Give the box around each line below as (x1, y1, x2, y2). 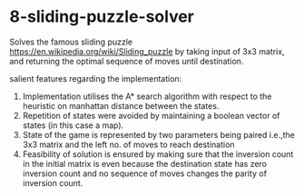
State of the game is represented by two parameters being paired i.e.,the (22, 129, 295, 140)
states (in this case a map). (22, 120, 124, 131)
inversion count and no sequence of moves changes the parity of (22, 168, 268, 179)
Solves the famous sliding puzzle (9, 36, 133, 47)
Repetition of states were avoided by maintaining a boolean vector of (22, 110, 280, 121)
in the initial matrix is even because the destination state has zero (22, 158, 268, 169)
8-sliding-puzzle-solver (9, 6, 195, 27)
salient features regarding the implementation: (9, 73, 182, 83)
